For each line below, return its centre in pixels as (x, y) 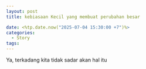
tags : (13, 43)
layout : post (22, 11)
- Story (21, 38)
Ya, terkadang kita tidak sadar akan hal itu (57, 60)
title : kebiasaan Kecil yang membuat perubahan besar (73, 17)
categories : (21, 32)
